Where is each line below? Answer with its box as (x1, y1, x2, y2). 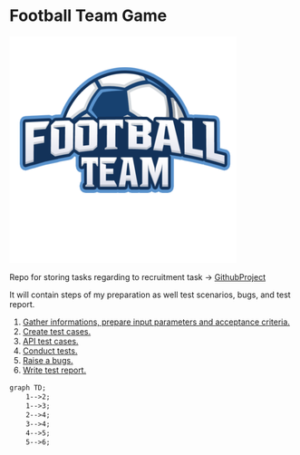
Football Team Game (9, 5, 168, 26)
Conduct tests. (22, 345, 78, 356)
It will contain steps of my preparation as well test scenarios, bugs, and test (9, 289, 292, 300)
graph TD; (9, 382, 47, 392)
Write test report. (22, 364, 87, 375)
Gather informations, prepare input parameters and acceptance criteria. (22, 316, 290, 327)
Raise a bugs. (22, 354, 74, 365)
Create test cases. (22, 325, 92, 336)
